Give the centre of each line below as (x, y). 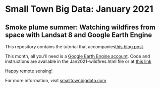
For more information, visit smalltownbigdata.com (56, 80)
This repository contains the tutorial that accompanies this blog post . (75, 47)
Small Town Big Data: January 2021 (79, 9)
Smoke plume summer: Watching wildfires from (80, 27)
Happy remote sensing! (29, 71)
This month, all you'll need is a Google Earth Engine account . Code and (78, 56)
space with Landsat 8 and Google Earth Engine (79, 35)
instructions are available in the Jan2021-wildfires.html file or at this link (78, 61)
